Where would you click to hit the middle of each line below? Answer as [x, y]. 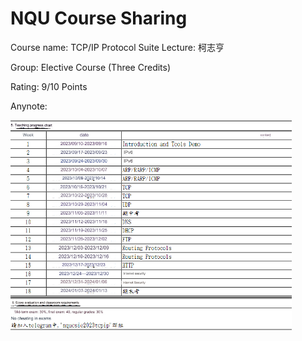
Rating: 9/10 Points [49, 86]
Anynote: [29, 106]
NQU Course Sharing [99, 18]
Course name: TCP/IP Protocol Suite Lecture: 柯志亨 [117, 47]
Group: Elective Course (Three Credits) [91, 67]
